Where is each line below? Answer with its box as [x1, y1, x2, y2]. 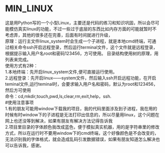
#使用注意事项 [5, 99, 34, 105]
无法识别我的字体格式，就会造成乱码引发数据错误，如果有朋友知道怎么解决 [5, 136, 156, 142]
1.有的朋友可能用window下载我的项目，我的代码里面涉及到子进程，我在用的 [5, 105, 158, 111]
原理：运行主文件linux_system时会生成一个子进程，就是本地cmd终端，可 [5, 38, 152, 44]
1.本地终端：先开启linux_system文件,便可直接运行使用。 [5, 69, 117, 75]
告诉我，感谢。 [13, 142, 44, 148]
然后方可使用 [5, 87, 31, 93]
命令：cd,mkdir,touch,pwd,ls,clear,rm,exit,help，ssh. [5, 93, 111, 99]
